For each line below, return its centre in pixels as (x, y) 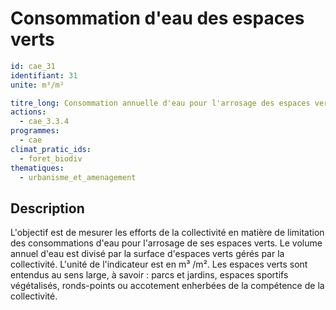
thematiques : (37, 168)
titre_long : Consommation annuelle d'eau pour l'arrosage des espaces (160, 103)
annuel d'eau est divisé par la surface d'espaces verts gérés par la (147, 254)
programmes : (35, 131)
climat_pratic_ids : (51, 149)
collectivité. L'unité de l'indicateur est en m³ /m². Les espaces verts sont (159, 264)
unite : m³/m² (37, 85)
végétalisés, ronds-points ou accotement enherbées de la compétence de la (167, 286)
